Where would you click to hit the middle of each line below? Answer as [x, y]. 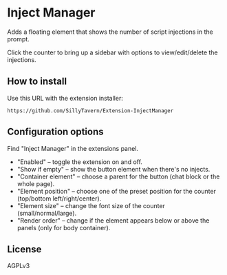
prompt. [18, 39]
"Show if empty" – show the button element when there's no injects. [113, 169]
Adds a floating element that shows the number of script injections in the [110, 32]
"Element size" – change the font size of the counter [91, 205]
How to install [37, 82]
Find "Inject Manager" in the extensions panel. [73, 148]
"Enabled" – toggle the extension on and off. [80, 162]
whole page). [36, 183]
